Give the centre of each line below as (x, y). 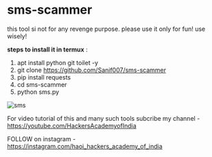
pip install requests (44, 77)
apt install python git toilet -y (57, 62)
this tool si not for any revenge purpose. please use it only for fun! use (106, 29)
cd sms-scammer (42, 84)
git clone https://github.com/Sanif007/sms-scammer (92, 70)
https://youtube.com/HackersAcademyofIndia (72, 125)
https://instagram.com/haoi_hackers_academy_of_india (85, 146)
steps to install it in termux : (47, 49)
